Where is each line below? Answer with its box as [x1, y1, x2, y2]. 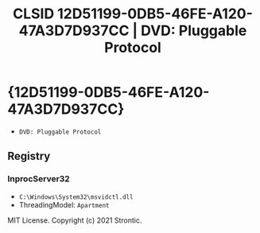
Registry [7, 150, 51, 163]
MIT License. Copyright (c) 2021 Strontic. [7, 216, 142, 225]
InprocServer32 [7, 173, 71, 184]
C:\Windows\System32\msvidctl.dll [18, 192, 134, 201]
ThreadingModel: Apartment [18, 200, 110, 209]
